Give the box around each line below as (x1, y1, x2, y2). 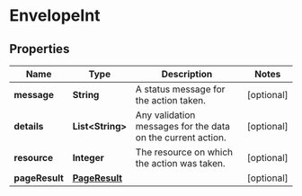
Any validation (135, 109, 196, 121)
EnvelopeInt (9, 5, 101, 26)
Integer (72, 152, 105, 164)
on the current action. (135, 131, 226, 144)
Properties (9, 41, 70, 57)
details (13, 120, 44, 132)
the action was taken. (135, 157, 226, 169)
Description (161, 68, 213, 80)
